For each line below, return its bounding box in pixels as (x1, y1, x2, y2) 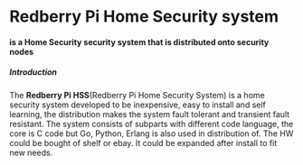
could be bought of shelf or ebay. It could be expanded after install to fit (9, 137, 278, 148)
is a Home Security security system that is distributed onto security (9, 36, 270, 47)
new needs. (9, 147, 53, 158)
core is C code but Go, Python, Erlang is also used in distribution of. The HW (9, 128, 294, 139)
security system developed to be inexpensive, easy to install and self (9, 99, 267, 110)
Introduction (9, 67, 57, 78)
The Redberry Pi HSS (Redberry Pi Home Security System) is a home (9, 89, 265, 100)
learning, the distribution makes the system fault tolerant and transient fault (9, 108, 290, 119)
